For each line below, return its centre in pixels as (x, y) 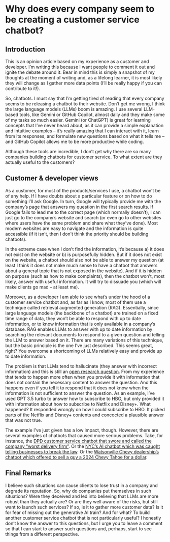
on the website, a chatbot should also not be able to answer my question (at (84, 260)
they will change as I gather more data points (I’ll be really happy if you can (84, 83)
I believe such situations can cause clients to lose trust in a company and (82, 485)
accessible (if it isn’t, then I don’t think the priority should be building (77, 234)
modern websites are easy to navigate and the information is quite (74, 228)
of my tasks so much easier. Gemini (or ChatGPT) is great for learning (78, 120)
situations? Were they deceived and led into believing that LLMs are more (82, 496)
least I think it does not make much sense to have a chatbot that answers (81, 265)
